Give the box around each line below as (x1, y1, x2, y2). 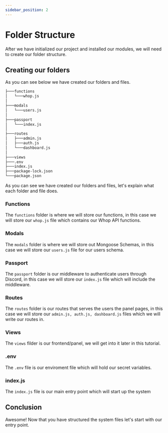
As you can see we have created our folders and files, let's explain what (5, 183, 154, 188)
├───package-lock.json (5, 169, 53, 174)
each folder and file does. (5, 188, 59, 194)
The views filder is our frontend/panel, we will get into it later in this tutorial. (5, 340, 161, 346)
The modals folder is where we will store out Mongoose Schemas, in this (5, 241, 154, 247)
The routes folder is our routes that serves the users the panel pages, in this (5, 306, 163, 312)
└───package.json (5, 174, 42, 179)
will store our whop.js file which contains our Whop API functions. (5, 218, 141, 224)
